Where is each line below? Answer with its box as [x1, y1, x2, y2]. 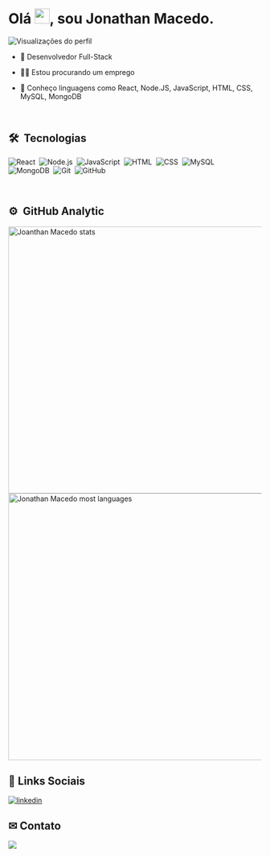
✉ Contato [8, 818, 62, 833]
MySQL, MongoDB [19, 91, 82, 101]
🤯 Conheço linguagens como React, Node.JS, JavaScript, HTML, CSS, [19, 83, 253, 93]
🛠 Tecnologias [8, 131, 87, 145]
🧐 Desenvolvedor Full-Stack [19, 52, 112, 61]
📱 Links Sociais [8, 774, 86, 788]
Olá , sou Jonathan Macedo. [8, 10, 215, 28]
